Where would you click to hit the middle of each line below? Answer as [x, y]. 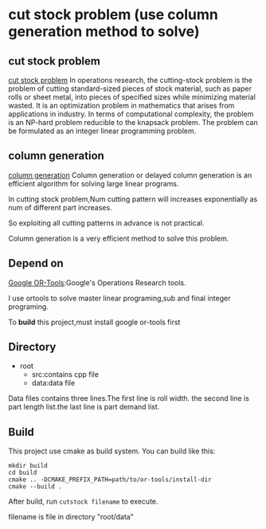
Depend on [36, 263]
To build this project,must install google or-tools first [94, 322]
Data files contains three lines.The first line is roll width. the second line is [129, 398]
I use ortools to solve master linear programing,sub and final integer [119, 298]
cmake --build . [35, 487]
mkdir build [28, 466]
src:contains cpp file [65, 374]
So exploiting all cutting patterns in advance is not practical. [106, 223]
